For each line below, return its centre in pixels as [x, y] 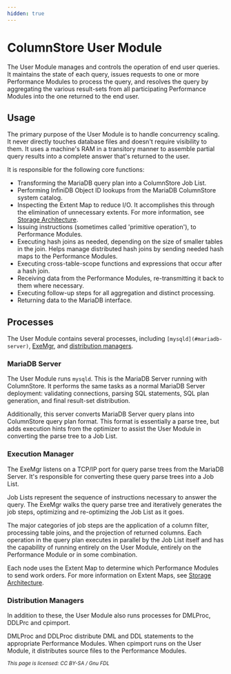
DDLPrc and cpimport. [39, 623]
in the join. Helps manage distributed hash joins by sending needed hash [120, 249]
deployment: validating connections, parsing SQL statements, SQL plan [108, 393]
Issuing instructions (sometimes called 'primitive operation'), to [107, 227]
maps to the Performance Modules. [68, 257]
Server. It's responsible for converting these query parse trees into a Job [110, 476]
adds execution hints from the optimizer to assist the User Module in [104, 429]
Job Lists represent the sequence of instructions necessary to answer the [112, 497]
